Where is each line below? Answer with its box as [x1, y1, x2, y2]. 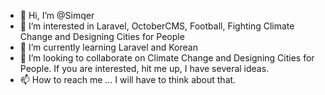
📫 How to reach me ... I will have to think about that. [19, 74, 237, 85]
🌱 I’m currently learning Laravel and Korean [19, 41, 198, 53]
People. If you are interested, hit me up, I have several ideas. [19, 63, 270, 74]
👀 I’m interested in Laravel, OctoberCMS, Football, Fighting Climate [19, 20, 295, 32]
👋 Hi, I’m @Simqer [19, 10, 95, 21]
